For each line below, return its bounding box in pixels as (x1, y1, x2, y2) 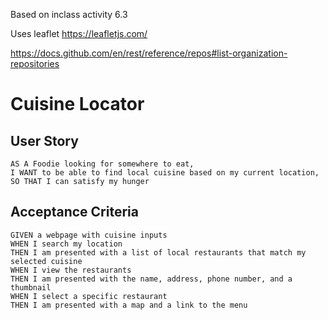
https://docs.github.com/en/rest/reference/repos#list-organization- (10, 47, 288, 59)
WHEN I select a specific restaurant (10, 291, 168, 301)
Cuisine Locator (10, 93, 145, 116)
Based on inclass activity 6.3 (10, 9, 128, 20)
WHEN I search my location (10, 239, 123, 249)
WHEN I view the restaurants (10, 265, 132, 275)
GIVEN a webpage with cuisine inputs (10, 230, 168, 240)
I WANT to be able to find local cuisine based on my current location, (10, 168, 320, 178)
